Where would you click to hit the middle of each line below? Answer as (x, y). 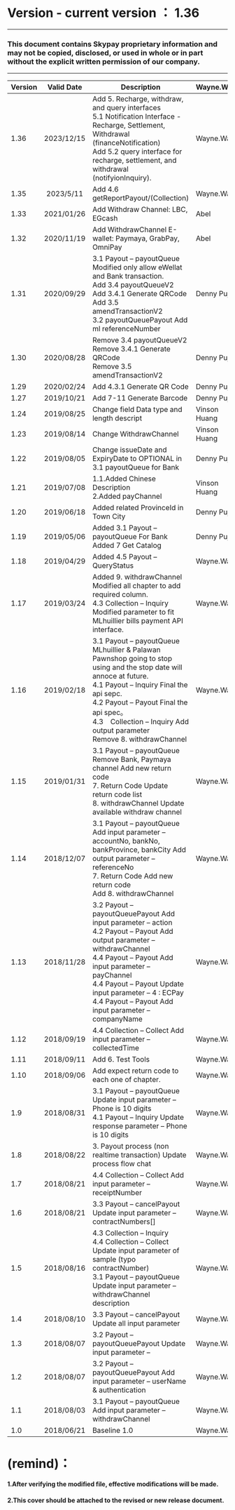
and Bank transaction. (128, 276)
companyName (117, 1019)
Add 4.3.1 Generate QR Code (140, 387)
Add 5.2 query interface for (137, 152)
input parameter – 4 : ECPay (138, 993)
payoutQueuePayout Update (139, 1344)
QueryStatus (113, 566)
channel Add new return (131, 768)
